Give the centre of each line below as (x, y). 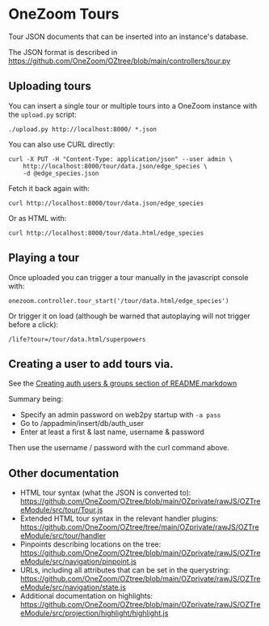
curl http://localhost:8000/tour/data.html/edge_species (106, 233)
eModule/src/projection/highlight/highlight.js (94, 613)
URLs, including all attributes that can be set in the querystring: (125, 570)
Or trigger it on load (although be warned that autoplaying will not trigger (129, 316)
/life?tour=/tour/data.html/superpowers (78, 339)
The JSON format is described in (63, 52)
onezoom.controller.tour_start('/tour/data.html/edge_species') (119, 300)
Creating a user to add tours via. (91, 364)
